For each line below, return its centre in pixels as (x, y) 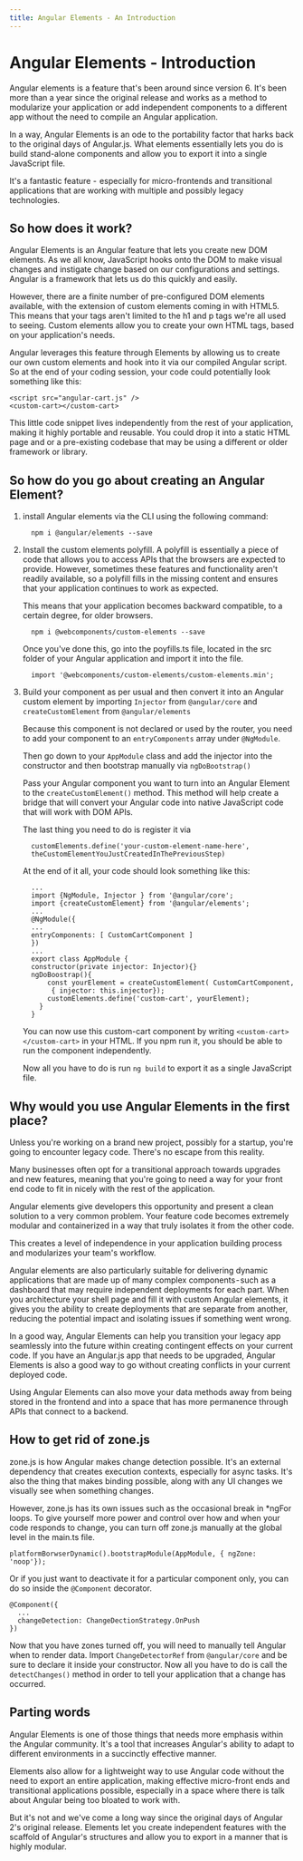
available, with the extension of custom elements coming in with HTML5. (145, 306)
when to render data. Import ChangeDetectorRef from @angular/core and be (148, 1654)
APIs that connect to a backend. (69, 1411)
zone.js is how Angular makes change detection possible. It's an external (145, 1461)
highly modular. (38, 1846)
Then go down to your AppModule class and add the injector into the (147, 756)
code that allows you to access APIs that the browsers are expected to (154, 559)
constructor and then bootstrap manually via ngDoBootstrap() (137, 766)
